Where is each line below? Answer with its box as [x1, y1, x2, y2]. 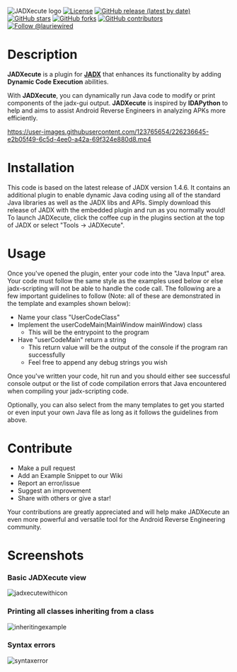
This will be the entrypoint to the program [28, 328, 150, 336]
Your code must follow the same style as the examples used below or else [7, 276, 224, 285]
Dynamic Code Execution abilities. [7, 77, 109, 86]
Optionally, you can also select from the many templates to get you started [7, 400, 225, 409]
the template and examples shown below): [7, 299, 131, 307]
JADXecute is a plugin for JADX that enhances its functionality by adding [7, 69, 221, 78]
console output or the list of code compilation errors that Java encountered [7, 379, 226, 387]
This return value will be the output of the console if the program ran [28, 343, 228, 351]
